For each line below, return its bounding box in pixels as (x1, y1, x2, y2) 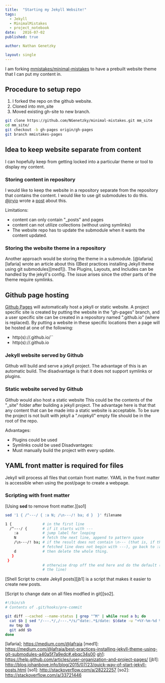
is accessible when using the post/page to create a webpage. (5, 480, 130, 485)
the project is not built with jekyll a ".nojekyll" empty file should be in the (5, 412, 151, 418)
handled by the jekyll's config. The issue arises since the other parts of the (5, 271, 156, 278)
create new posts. (5, 581, 42, 587)
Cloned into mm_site (12, 104, 54, 110)
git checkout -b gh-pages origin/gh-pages (5, 127, 93, 133)
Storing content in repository (5, 176, 76, 183)
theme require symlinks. (5, 277, 54, 283)
